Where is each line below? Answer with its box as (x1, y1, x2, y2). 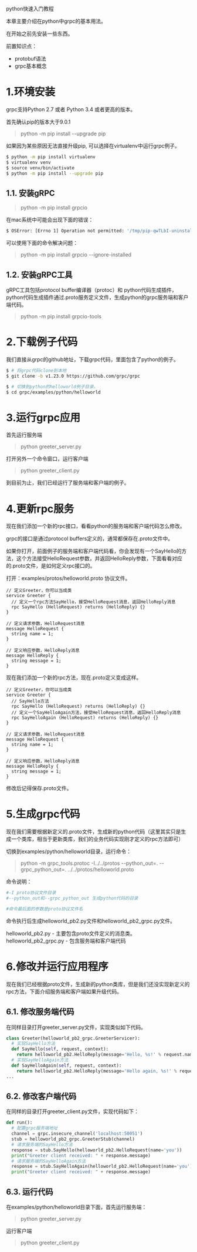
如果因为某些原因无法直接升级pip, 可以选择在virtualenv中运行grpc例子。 (6, 142, 181, 149)
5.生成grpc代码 (6, 808, 80, 821)
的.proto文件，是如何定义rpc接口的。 (6, 562, 96, 570)
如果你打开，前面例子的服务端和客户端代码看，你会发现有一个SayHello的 (6, 548, 182, 555)
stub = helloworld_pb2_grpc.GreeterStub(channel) (11, 1136, 135, 1142)
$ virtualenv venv (6, 159, 51, 165)
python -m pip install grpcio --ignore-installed (20, 251, 132, 258)
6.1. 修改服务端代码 (6, 1007, 74, 1017)
